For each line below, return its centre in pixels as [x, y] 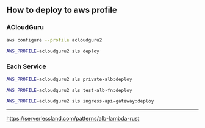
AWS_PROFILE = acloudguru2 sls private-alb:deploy [69, 79]
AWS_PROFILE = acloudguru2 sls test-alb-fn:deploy [69, 90]
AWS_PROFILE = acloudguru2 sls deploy [53, 51]
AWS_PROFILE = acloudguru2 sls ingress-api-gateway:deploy [80, 101]
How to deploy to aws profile [62, 10]
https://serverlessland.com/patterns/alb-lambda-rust [73, 119]
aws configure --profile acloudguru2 [54, 40]
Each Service [27, 66]
